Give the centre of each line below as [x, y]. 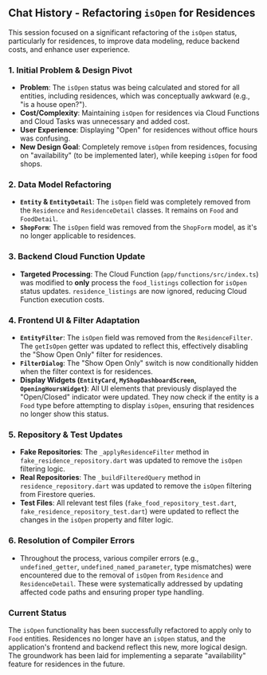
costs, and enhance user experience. [69, 49]
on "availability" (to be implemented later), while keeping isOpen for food [138, 156]
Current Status [37, 613]
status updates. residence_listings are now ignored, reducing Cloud [133, 291]
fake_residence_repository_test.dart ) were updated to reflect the [129, 511]
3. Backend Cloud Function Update [77, 256]
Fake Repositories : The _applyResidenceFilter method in [114, 452]
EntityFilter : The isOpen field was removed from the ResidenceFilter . [136, 337]
